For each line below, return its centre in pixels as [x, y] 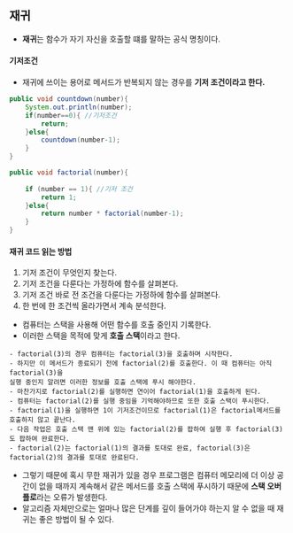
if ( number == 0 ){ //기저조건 [71, 115]
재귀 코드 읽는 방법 [41, 251]
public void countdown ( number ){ [69, 99]
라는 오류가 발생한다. [72, 498]
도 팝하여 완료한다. [39, 439]
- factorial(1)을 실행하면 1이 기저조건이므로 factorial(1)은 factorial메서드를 [145, 411]
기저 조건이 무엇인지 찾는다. [69, 273]
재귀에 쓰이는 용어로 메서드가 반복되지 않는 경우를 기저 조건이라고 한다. [143, 82]
